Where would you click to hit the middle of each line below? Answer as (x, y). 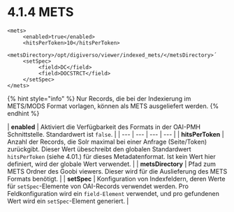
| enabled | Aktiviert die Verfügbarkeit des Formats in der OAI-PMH (104, 127)
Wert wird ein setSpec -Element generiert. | (68, 201)
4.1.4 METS (41, 12)
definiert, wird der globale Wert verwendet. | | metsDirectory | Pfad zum (112, 164)
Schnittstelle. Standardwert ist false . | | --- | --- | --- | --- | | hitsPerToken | (116, 134)
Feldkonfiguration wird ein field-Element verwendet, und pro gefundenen (114, 193)
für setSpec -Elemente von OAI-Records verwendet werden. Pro (98, 186)
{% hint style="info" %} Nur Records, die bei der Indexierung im (99, 98)
